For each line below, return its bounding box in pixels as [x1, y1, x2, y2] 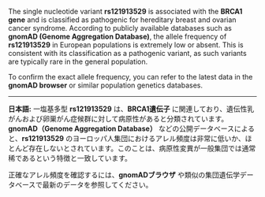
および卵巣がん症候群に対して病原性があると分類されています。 [21, 114, 229, 123]
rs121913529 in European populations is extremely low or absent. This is [8, 40, 244, 50]
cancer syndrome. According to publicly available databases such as [8, 24, 233, 32]
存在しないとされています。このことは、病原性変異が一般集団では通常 [28, 143, 256, 153]
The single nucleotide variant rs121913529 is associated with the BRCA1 [8, 7, 243, 16]
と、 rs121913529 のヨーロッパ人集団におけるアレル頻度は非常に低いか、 [8, 134, 246, 143]
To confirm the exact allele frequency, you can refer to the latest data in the [8, 72, 253, 81]
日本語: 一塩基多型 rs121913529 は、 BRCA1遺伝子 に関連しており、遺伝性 [8, 104, 248, 113]
